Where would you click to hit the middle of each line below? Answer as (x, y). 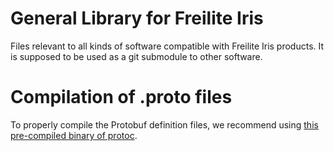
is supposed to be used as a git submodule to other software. (136, 56)
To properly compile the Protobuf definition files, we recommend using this (164, 124)
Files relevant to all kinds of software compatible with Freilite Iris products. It (167, 46)
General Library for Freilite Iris (137, 18)
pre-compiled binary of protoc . (74, 135)
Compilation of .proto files (121, 97)
